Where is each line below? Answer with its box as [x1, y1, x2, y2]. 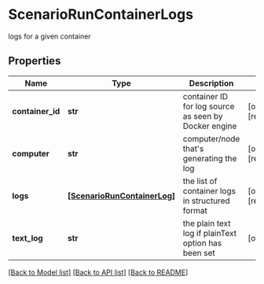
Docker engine [182, 120, 237, 131]
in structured [182, 195, 230, 206]
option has [182, 238, 222, 249]
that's [182, 143, 204, 154]
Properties [8, 54, 61, 68]
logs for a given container [8, 31, 92, 41]
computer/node [182, 133, 240, 144]
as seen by [182, 110, 223, 121]
